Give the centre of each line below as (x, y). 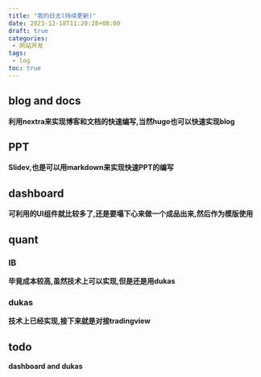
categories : (28, 38)
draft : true (28, 31)
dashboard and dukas (46, 366)
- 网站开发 (28, 46)
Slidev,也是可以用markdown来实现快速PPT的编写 (91, 168)
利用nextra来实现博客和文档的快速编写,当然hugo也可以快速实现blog (122, 121)
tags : (17, 53)
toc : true (25, 68)
